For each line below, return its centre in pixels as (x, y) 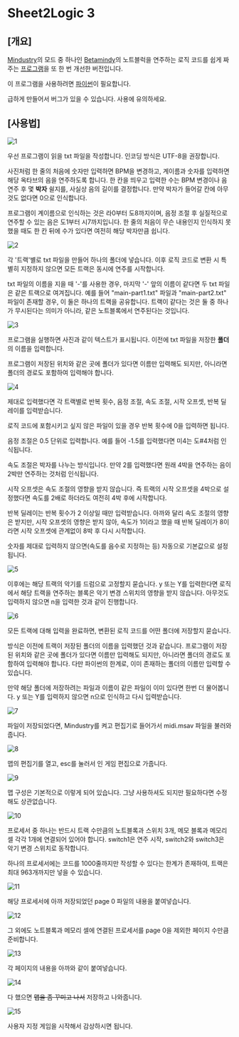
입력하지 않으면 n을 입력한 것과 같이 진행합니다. (73, 601)
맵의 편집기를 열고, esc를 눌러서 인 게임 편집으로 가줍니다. (87, 763)
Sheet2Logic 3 (51, 13)
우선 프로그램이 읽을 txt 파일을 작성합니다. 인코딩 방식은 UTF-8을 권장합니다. (113, 155)
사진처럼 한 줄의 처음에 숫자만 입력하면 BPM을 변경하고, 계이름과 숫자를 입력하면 (118, 171)
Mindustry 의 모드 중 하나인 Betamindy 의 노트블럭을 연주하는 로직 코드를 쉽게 (115, 60)
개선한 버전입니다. (98, 68)
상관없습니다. (39, 801)
